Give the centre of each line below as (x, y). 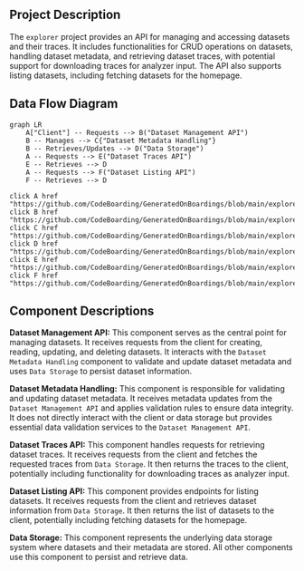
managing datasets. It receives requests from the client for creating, (136, 343)
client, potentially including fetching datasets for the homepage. (128, 520)
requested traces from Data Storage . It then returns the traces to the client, (149, 464)
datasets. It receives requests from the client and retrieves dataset (133, 501)
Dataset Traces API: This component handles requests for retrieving (137, 445)
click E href (34, 259)
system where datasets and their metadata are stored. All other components (151, 547)
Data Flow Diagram (64, 104)
